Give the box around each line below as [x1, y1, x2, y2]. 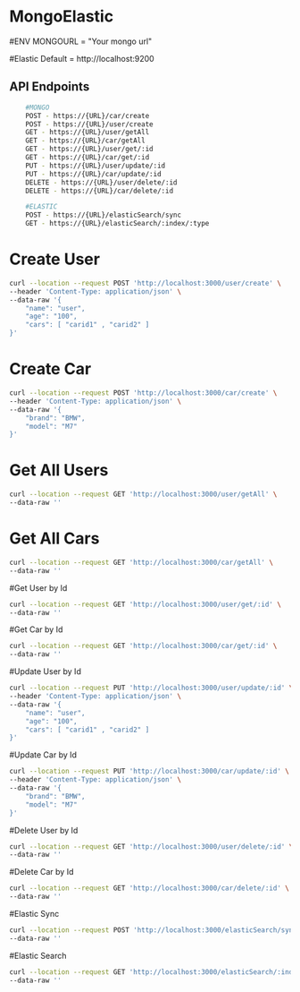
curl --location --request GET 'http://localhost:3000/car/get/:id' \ [9, 642, 278, 651]
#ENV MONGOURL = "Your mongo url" [9, 36, 153, 47]
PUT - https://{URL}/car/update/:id [25, 169, 162, 178]
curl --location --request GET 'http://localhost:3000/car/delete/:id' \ [9, 884, 290, 893]
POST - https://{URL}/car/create [25, 111, 150, 120]
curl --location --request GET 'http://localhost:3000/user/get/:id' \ [9, 600, 281, 609]
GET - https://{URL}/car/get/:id [25, 153, 150, 162]
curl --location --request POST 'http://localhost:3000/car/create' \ [9, 389, 278, 398]
